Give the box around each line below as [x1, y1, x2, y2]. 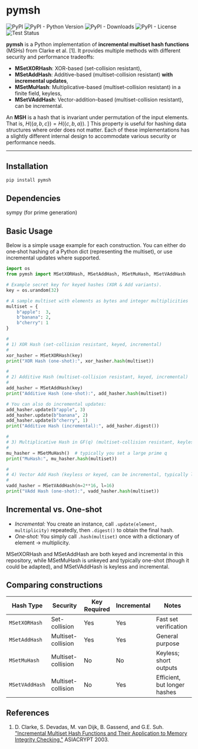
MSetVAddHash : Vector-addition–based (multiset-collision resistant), [14, 96, 184, 103]
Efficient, [156, 673, 181, 681]
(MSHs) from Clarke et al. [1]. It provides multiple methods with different [6, 47, 181, 54]
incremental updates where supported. [6, 254, 101, 261]
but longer [156, 681, 185, 689]
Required [84, 605, 110, 613]
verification [156, 622, 187, 630]
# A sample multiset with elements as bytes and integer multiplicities [6, 298, 189, 304]
